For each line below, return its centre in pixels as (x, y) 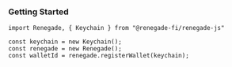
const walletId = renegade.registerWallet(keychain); (99, 56)
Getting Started (38, 12)
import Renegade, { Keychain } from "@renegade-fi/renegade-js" (116, 28)
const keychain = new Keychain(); (65, 42)
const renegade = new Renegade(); (65, 49)
